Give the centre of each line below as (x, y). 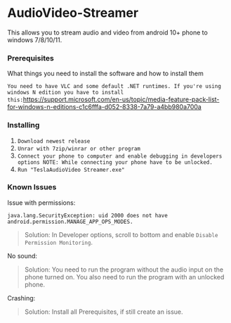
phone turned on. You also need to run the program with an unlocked (124, 277)
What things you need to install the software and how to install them (105, 74)
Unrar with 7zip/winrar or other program (79, 148)
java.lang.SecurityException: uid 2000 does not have (88, 215)
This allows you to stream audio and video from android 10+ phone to (108, 32)
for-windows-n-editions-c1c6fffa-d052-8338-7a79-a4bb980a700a (104, 107)
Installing (24, 125)
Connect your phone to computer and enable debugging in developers (120, 156)
